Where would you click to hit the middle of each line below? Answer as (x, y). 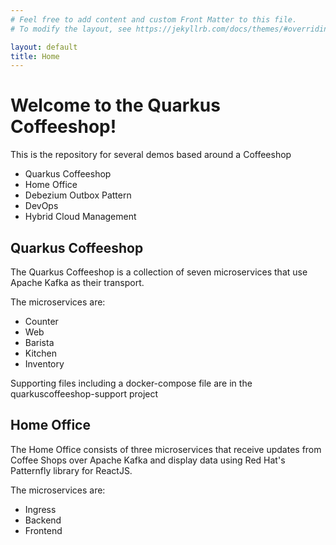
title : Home (35, 56)
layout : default (44, 47)
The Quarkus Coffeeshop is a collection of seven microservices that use (159, 272)
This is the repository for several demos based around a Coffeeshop (151, 155)
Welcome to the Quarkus (115, 105)
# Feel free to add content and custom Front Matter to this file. (154, 19)
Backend (43, 520)
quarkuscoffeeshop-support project (84, 394)
